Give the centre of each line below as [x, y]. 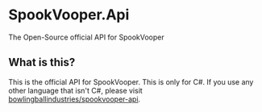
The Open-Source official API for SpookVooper [86, 37]
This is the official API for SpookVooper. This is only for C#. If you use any [131, 81]
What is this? [42, 62]
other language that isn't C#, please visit [75, 90]
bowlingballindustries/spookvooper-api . [75, 99]
